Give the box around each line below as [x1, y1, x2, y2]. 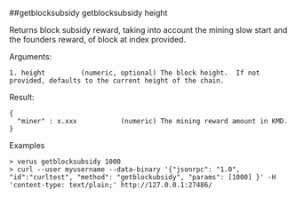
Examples [9, 140, 45, 150]
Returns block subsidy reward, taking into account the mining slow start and [9, 25, 288, 35]
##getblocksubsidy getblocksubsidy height [9, 8, 168, 18]
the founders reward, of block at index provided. [9, 35, 187, 44]
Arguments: [9, 51, 52, 61]
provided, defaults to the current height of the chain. [9, 76, 225, 85]
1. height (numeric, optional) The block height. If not [9, 68, 260, 77]
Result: [9, 92, 35, 102]
